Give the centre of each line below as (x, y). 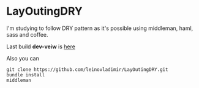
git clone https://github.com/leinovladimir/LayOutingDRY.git (87, 69)
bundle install (26, 75)
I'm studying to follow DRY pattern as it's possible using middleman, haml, (100, 28)
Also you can (23, 58)
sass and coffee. (27, 34)
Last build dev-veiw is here (41, 46)
